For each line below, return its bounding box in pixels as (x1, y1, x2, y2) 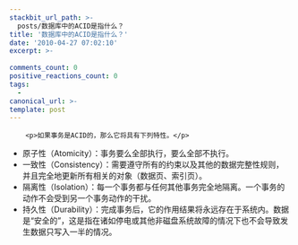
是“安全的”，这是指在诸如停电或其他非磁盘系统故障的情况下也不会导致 (21, 215, 281, 226)
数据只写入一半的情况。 (30, 226, 117, 238)
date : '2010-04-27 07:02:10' (9, 38, 118, 48)
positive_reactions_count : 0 (9, 72, 118, 81)
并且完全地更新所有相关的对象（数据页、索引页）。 (21, 171, 208, 181)
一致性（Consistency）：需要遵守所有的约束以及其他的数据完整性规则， (21, 159, 285, 171)
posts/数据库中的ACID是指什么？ (17, 22, 124, 31)
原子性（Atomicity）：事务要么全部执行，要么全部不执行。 (21, 148, 234, 159)
